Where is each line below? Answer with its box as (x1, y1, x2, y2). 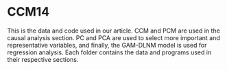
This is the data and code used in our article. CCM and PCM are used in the (7, 27, 221, 35)
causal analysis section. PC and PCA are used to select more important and (7, 33, 221, 41)
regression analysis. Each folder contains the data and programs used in (7, 48, 212, 56)
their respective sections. (7, 55, 79, 63)
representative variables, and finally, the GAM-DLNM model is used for (7, 41, 207, 49)
